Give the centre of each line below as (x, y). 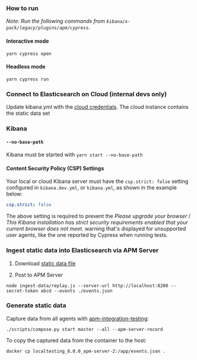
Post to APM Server (39, 275)
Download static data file (45, 263)
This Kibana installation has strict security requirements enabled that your (97, 223)
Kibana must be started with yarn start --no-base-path (74, 155)
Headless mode (26, 67)
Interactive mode (28, 41)
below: (14, 194)
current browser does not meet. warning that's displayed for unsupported (96, 229)
